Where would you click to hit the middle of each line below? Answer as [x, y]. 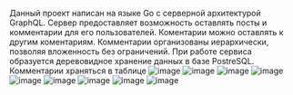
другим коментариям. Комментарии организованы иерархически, [139, 42]
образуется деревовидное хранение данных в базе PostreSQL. [132, 61]
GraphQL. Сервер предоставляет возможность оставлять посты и [138, 23]
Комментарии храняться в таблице [78, 71]
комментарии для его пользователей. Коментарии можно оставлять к [146, 32]
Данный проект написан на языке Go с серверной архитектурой [135, 13]
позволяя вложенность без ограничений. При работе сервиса [131, 52]
